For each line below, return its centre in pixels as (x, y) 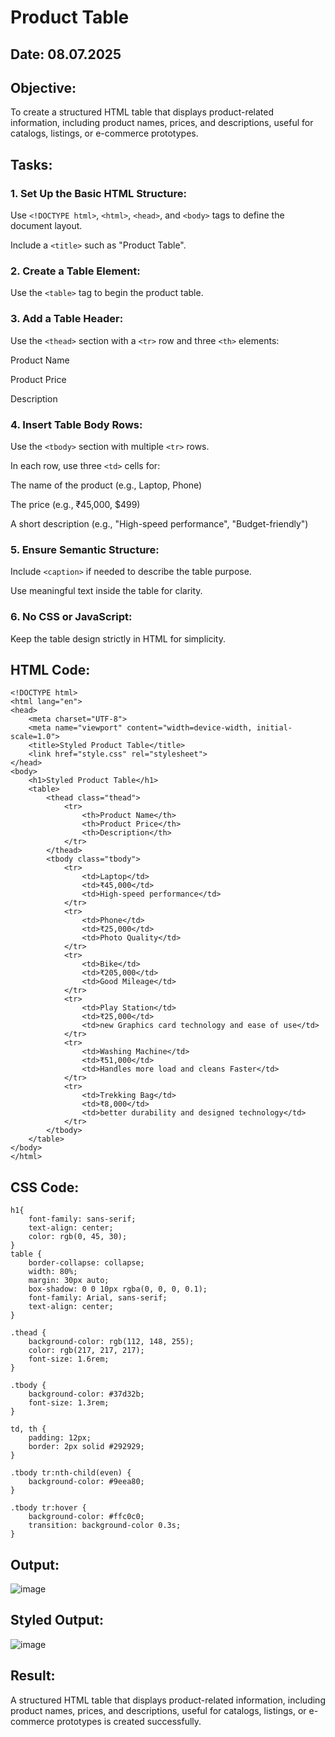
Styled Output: (57, 1620)
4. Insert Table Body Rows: (76, 424)
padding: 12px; (60, 1438)
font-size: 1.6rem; (69, 1359)
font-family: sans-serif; (82, 1219)
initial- (274, 728)
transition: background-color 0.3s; (105, 1526)
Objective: (43, 87)
